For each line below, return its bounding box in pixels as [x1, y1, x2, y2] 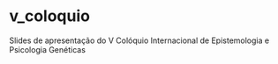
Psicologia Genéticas [9, 44, 86, 54]
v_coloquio [9, 6, 91, 26]
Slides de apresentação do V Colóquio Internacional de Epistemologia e [9, 35, 270, 46]
